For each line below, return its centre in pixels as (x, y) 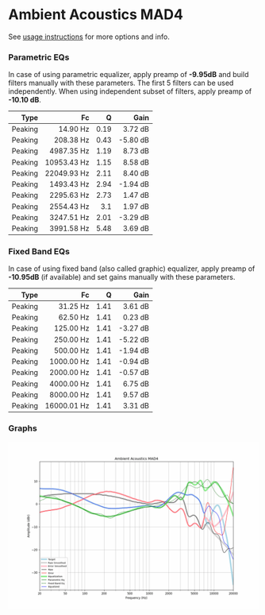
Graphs (23, 428)
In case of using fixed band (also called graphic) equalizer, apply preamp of (132, 269)
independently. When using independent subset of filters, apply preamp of (130, 91)
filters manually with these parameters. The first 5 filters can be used (121, 83)
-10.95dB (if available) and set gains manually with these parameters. (122, 277)
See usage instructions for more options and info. (89, 37)
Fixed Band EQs (39, 251)
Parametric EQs (39, 57)
